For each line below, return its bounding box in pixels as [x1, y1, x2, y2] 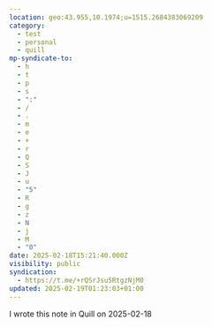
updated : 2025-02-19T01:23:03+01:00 [9, 284, 144, 293]
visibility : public [9, 260, 81, 269]
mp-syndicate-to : [9, 54, 73, 63]
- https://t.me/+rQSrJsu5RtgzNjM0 [17, 276, 144, 285]
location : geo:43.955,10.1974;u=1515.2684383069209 [9, 12, 203, 22]
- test [17, 29, 42, 38]
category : [9, 21, 46, 30]
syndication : [9, 268, 57, 277]
